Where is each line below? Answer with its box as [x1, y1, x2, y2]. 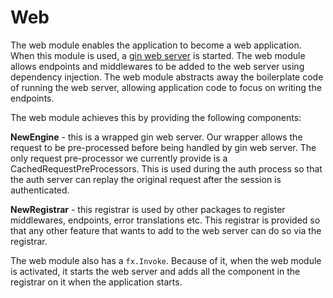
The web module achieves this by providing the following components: [10, 111, 302, 123]
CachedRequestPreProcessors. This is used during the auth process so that [10, 162, 323, 175]
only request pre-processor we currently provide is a [10, 152, 228, 164]
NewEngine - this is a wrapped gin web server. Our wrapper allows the [10, 131, 303, 143]
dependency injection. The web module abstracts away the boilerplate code [10, 71, 324, 83]
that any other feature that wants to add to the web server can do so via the [10, 224, 322, 236]
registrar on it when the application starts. [10, 276, 183, 288]
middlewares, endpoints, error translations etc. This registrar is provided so [10, 214, 321, 226]
